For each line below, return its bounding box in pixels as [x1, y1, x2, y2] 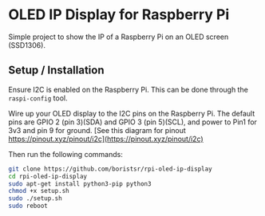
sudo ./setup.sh [8, 194, 62, 202]
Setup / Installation [8, 64, 105, 77]
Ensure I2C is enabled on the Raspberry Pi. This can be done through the [8, 84, 249, 94]
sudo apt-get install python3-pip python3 [8, 179, 152, 188]
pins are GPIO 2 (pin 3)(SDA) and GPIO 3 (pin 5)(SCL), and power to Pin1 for [8, 117, 258, 127]
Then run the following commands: [8, 149, 124, 159]
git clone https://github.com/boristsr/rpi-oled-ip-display [8, 165, 213, 173]
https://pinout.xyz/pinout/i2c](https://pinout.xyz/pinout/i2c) [8, 134, 204, 143]
